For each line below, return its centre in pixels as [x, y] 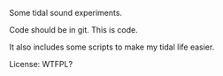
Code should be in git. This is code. [74, 30]
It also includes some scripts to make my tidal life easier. [112, 47]
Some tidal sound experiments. [65, 13]
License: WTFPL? [41, 64]
